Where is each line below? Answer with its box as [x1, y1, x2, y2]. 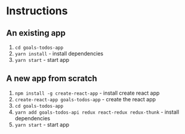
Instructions [6, 4, 68, 18]
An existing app [6, 28, 66, 38]
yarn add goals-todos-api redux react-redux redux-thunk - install [14, 108, 180, 116]
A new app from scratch [6, 73, 97, 84]
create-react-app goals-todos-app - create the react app [14, 95, 156, 102]
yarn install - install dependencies [14, 50, 103, 57]
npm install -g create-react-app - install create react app [14, 89, 160, 96]
